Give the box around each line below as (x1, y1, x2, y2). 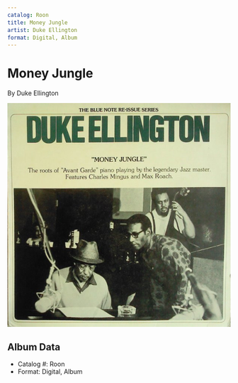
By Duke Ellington (7, 89, 59, 97)
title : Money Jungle (7, 18, 69, 26)
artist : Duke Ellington (7, 26, 78, 33)
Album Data (7, 341, 61, 353)
